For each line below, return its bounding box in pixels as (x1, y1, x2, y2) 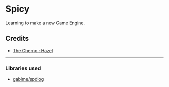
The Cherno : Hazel (12, 47, 53, 53)
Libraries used (5, 65, 41, 72)
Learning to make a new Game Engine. (5, 20, 86, 26)
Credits (5, 34, 29, 43)
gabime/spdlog (12, 76, 44, 82)
